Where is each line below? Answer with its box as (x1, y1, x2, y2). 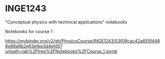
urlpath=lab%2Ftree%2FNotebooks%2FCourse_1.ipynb (5, 48, 117, 54)
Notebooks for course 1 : (5, 28, 55, 34)
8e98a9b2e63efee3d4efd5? (5, 43, 63, 49)
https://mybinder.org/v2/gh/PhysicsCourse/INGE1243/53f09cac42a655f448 (5, 38, 160, 44)
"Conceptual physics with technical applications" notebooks (5, 19, 128, 25)
